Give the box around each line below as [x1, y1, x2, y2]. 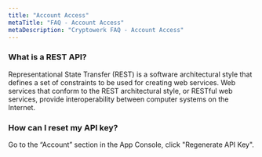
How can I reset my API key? [8, 122, 118, 133]
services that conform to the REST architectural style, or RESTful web [8, 86, 233, 95]
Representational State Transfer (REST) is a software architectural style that [8, 70, 253, 79]
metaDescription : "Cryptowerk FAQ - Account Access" [8, 26, 184, 34]
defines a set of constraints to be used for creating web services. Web [8, 77, 236, 87]
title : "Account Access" [8, 11, 89, 20]
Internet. [8, 102, 36, 112]
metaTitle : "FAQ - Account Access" [8, 19, 125, 27]
